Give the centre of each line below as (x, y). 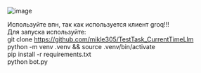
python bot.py (27, 62)
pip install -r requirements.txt (49, 54)
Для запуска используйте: (47, 32)
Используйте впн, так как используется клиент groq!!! (89, 24)
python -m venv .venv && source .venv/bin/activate (82, 47)
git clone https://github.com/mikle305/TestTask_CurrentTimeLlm (100, 39)
